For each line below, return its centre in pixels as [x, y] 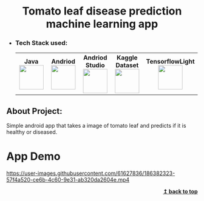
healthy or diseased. [32, 132]
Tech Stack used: [41, 43]
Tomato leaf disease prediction [102, 11]
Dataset [127, 65]
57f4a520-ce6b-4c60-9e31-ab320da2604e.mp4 [68, 180]
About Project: [34, 111]
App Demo [33, 157]
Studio [95, 65]
